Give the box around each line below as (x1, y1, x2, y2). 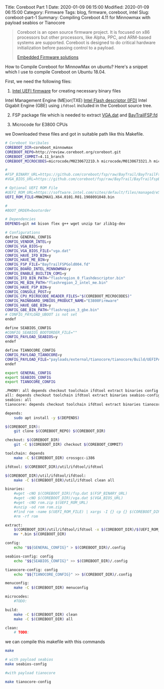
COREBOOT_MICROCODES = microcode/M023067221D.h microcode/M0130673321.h (5, 159, 152, 163)
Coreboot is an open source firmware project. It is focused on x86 (17, 29, 150, 35)
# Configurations (5, 230, 41, 235)
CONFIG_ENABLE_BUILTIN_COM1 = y (5, 271, 67, 276)
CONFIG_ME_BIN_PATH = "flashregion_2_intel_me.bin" (5, 280, 108, 285)
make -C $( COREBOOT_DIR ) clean (14, 612, 78, 617)
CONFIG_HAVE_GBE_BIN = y (5, 303, 51, 308)
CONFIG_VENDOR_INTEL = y (5, 239, 51, 244)
